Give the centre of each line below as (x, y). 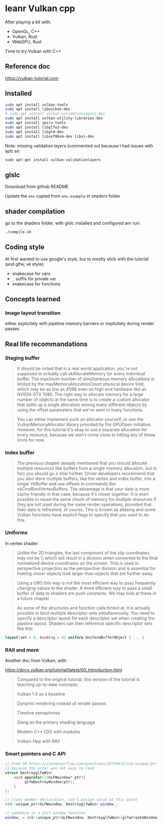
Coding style (25, 247)
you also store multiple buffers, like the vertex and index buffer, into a (86, 479)
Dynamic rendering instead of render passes (62, 703)
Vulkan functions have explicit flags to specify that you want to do (83, 515)
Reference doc (28, 66)
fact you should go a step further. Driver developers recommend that (86, 474)
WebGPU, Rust (27, 41)
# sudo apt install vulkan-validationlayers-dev (55, 114)
